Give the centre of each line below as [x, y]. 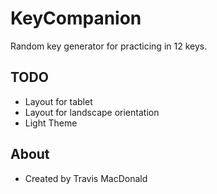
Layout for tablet [58, 101]
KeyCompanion [76, 18]
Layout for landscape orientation [92, 112]
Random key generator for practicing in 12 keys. [109, 46]
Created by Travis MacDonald [86, 178]
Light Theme [51, 123]
